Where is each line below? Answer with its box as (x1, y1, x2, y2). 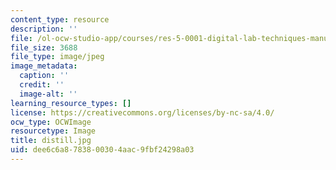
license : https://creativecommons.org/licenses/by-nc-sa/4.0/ (10, 107, 275, 118)
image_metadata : (10, 61, 78, 71)
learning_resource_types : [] (10, 98, 132, 108)
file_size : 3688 (10, 42, 78, 53)
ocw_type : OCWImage (10, 117, 92, 127)
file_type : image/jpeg (10, 52, 105, 62)
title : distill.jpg (10, 136, 92, 146)
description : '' (10, 24, 78, 34)
